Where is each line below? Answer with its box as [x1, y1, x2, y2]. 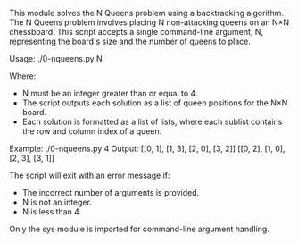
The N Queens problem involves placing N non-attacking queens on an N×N [9, 17, 290, 28]
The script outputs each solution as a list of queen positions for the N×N [21, 97, 288, 108]
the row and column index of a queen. [21, 126, 162, 137]
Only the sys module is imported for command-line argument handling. [9, 223, 269, 234]
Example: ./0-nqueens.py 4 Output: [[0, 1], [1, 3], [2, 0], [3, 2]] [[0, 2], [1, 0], [9, 143, 286, 154]
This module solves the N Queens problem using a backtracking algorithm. [9, 8, 284, 18]
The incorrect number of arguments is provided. [21, 188, 200, 197]
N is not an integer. [21, 197, 92, 207]
